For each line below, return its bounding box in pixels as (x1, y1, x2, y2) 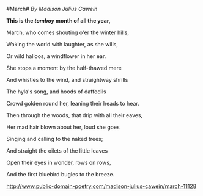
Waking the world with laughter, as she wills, (6, 41, 118, 48)
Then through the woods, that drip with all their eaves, (6, 112, 143, 118)
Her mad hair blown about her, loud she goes (6, 123, 120, 131)
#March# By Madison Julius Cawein (6, 5, 98, 12)
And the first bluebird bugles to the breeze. (6, 171, 115, 178)
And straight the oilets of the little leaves (6, 147, 108, 154)
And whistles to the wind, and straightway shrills (6, 76, 128, 83)
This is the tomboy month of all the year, (6, 17, 111, 24)
